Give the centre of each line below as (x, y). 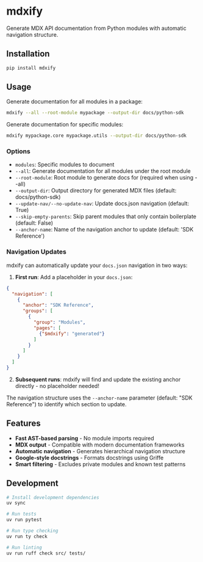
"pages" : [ (47, 328)
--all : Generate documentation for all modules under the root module (103, 171)
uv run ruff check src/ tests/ (46, 553)
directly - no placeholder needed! (57, 385)
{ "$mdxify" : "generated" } (72, 334)
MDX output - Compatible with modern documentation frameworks (100, 445)
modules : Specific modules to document (65, 165)
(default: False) (34, 223)
